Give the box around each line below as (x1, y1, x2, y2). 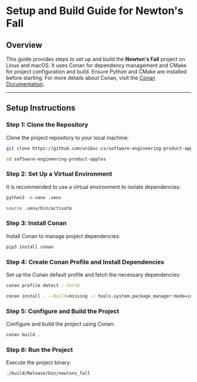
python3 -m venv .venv (6, 195, 62, 200)
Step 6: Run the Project (6, 346, 73, 354)
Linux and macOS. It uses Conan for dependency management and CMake (6, 62, 187, 69)
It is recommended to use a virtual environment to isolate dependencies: (6, 183, 181, 190)
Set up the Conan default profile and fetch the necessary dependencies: (6, 271, 181, 278)
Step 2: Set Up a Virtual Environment (6, 170, 113, 178)
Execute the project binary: (6, 359, 72, 366)
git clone (6, 145, 30, 151)
